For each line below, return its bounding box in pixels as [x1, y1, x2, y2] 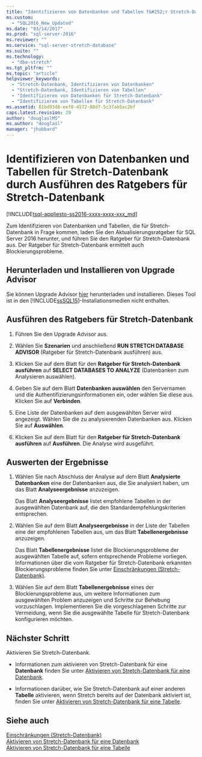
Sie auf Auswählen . [14, 422, 65, 429]
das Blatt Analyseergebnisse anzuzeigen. [14, 486, 120, 493]
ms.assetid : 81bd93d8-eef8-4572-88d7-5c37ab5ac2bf [6, 104, 136, 110]
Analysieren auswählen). [14, 372, 76, 380]
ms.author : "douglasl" [6, 121, 63, 127]
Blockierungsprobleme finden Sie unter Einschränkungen [14, 566, 157, 573]
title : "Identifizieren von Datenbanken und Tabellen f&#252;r [6, 8, 168, 15]
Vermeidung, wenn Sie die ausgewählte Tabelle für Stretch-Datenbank [14, 609, 190, 617]
